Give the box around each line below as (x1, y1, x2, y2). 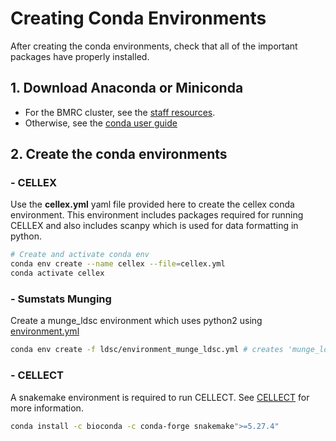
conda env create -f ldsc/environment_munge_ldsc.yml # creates (10, 345, 284, 355)
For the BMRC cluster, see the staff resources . (24, 106, 216, 118)
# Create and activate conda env (10, 250, 150, 260)
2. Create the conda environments (10, 146, 228, 163)
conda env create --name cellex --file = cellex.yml (10, 259, 226, 269)
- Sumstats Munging (10, 292, 112, 306)
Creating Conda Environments (10, 7, 267, 30)
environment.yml (10, 325, 80, 337)
